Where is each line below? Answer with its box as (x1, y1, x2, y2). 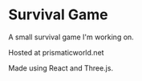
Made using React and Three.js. (8, 63, 114, 73)
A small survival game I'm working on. (8, 32, 134, 42)
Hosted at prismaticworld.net (8, 47, 104, 57)
